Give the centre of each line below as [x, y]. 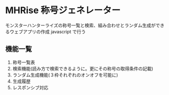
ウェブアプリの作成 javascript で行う [48, 31]
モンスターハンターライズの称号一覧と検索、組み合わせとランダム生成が [80, 25]
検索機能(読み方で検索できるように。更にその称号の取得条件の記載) [83, 68]
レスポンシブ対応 [30, 87]
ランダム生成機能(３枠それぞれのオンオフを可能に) [65, 75]
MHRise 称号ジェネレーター [63, 10]
